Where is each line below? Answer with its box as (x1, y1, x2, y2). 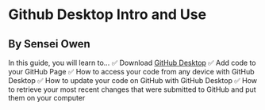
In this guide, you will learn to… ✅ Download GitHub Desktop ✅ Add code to (8, 58, 256, 67)
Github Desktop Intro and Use (8, 6, 207, 24)
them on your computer (8, 93, 86, 102)
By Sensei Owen (8, 37, 91, 51)
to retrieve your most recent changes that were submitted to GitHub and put (8, 85, 256, 94)
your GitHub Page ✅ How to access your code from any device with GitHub (8, 67, 255, 76)
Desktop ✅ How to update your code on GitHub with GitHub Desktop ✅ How (8, 76, 258, 85)
